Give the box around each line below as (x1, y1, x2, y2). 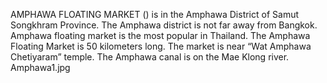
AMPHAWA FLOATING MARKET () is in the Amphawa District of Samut (10, 9, 300, 20)
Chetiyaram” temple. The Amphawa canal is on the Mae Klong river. (10, 51, 290, 63)
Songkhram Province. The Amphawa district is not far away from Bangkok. (10, 19, 318, 31)
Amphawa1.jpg (10, 62, 71, 73)
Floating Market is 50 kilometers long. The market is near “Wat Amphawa (10, 40, 312, 52)
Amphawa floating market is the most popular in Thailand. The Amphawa (10, 30, 311, 41)
